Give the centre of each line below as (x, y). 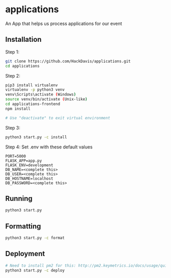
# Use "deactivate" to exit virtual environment (58, 118)
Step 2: (13, 75)
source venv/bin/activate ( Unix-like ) (46, 99)
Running (19, 198)
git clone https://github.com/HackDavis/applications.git (68, 61)
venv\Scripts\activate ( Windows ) (41, 95)
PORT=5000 (16, 156)
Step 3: (13, 128)
